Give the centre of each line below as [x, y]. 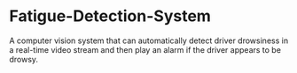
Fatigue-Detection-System [110, 16]
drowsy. [23, 59]
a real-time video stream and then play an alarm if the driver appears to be [145, 49]
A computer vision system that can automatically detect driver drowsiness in [149, 40]
